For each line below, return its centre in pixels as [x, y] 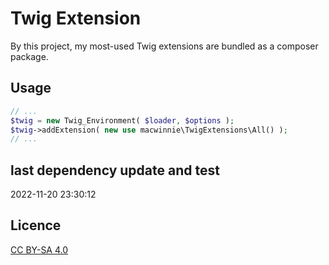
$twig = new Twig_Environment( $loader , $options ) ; [122, 120]
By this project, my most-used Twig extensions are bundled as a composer [164, 46]
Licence [36, 225]
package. [29, 56]
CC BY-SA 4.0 [39, 249]
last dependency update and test [115, 170]
